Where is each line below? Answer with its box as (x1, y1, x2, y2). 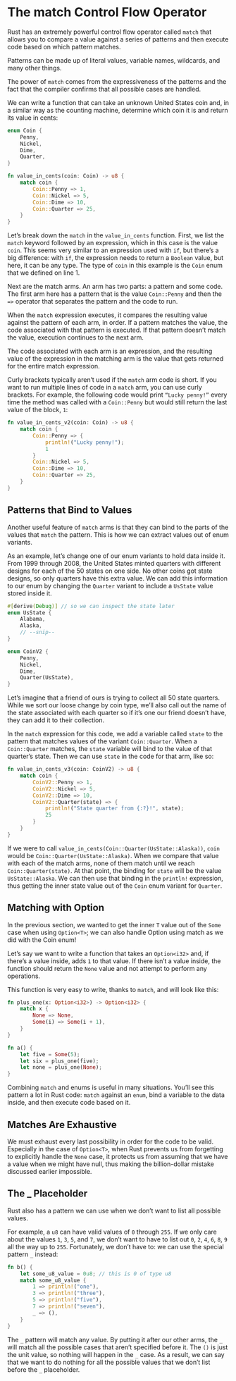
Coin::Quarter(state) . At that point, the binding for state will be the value (7, 866, 222, 874)
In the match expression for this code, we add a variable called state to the (7, 730, 223, 738)
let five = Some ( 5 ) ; (20, 1051, 80, 1058)
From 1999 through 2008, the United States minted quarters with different (7, 559, 221, 567)
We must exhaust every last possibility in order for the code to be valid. (7, 1137, 213, 1146)
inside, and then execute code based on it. (7, 1098, 131, 1107)
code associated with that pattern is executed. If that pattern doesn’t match (7, 326, 226, 335)
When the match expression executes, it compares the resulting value (7, 311, 208, 319)
